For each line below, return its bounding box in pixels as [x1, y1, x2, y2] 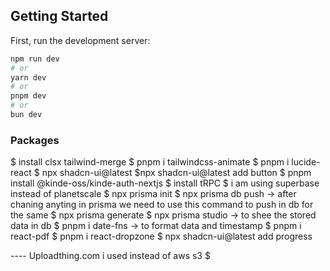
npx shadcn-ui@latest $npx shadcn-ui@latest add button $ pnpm [41, 167, 312, 179]
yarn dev [10, 72, 47, 83]
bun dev [10, 110, 43, 120]
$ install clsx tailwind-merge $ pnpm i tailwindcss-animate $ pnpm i [10, 156, 290, 168]
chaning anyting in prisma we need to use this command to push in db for [10, 199, 314, 211]
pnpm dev [10, 91, 47, 101]
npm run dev [10, 54, 60, 64]
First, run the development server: [10, 34, 151, 46]
